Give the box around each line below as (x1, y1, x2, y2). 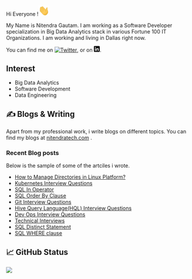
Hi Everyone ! (6, 11, 39, 18)
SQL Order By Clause (14, 192, 66, 199)
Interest (6, 63, 35, 73)
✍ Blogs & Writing (6, 109, 75, 119)
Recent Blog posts (6, 149, 59, 157)
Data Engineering (14, 91, 57, 99)
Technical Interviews (14, 217, 65, 224)
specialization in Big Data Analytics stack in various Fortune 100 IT (6, 28, 167, 35)
